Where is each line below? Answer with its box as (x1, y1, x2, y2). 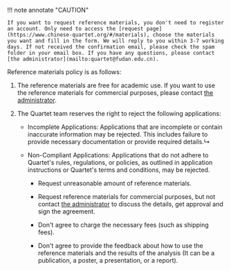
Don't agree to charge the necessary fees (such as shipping (37, 221, 209, 229)
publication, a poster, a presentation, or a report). (37, 256, 178, 264)
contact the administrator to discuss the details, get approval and (37, 200, 223, 208)
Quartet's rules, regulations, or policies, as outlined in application (27, 159, 213, 166)
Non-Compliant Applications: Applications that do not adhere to (27, 151, 209, 159)
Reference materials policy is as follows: (7, 68, 122, 76)
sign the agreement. (37, 207, 95, 216)
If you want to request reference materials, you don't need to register (7, 19, 225, 26)
